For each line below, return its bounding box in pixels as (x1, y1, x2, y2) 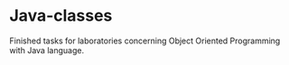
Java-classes (9, 5, 113, 26)
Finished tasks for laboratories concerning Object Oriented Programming (9, 35, 281, 46)
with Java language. (9, 44, 84, 55)
